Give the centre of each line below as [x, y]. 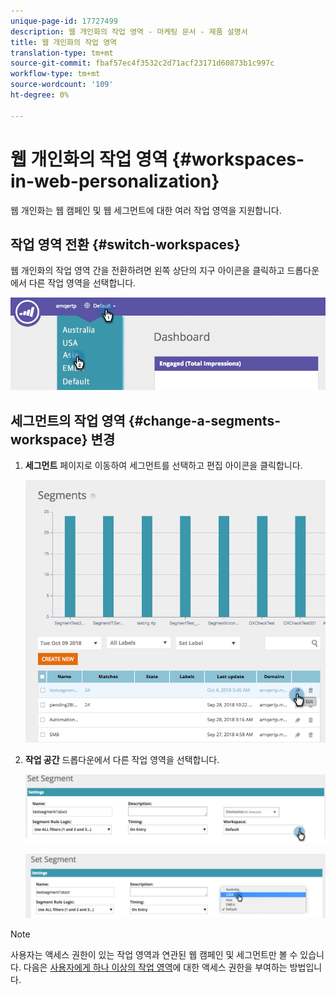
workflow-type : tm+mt [55, 74]
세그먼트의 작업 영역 [68, 420]
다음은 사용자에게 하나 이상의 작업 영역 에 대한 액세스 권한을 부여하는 [155, 967]
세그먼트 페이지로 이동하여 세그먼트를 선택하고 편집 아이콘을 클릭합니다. [163, 465]
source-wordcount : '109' [62, 85]
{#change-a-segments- [204, 420]
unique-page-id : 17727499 [64, 21]
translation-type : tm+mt [62, 53]
